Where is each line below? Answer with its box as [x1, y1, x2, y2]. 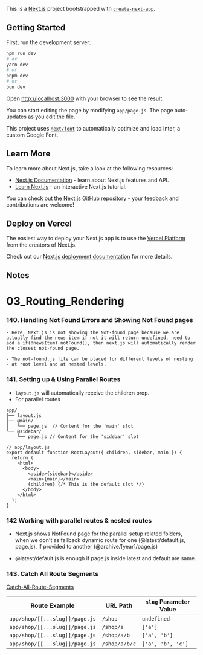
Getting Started [6, 22, 66, 33]
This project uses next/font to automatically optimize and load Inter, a [6, 124, 181, 132]
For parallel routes [14, 395, 60, 402]
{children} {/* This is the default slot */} [28, 481, 145, 487]
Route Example [30, 601, 75, 610]
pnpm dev [6, 73, 28, 79]
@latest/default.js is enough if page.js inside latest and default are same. [14, 555, 196, 562]
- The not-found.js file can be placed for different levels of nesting [6, 356, 193, 362]
